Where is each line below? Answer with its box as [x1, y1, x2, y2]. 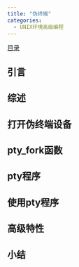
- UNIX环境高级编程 [13, 23, 64, 30]
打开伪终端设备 [7, 118, 72, 130]
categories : [7, 17, 42, 24]
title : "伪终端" [7, 10, 52, 18]
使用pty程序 [7, 196, 59, 208]
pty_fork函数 [7, 144, 63, 156]
